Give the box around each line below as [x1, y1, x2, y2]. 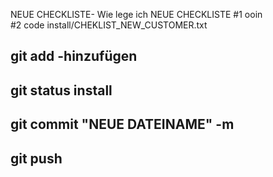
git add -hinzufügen [10, 48, 138, 65]
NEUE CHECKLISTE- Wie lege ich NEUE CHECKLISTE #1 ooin [10, 9, 263, 20]
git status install [10, 82, 113, 99]
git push [10, 150, 63, 167]
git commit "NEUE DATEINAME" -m [10, 116, 235, 133]
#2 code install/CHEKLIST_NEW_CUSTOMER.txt [10, 19, 208, 31]
